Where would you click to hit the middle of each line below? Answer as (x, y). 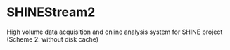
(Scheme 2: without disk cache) (53, 39)
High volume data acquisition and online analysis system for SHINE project (115, 32)
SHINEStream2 (51, 12)
